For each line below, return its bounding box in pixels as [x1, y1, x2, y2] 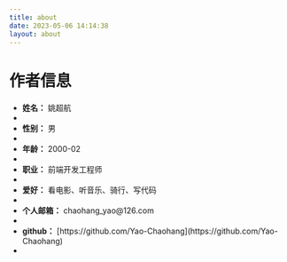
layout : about [9, 29, 62, 38]
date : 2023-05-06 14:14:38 [9, 21, 109, 30]
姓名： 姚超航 [21, 102, 72, 113]
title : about [9, 12, 58, 22]
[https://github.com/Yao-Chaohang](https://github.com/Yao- [56, 226, 279, 236]
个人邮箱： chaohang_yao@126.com [21, 205, 155, 216]
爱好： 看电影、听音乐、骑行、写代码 [21, 184, 157, 195]
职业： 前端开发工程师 [21, 163, 103, 174]
